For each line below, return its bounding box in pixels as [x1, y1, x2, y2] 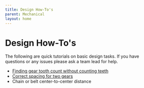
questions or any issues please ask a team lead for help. [5, 59, 118, 65]
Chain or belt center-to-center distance [12, 79, 92, 85]
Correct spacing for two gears [12, 73, 73, 79]
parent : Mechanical [5, 12, 45, 17]
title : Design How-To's [5, 7, 54, 12]
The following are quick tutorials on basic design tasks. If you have [5, 53, 139, 59]
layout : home [5, 16, 32, 21]
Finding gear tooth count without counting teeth [12, 68, 109, 74]
